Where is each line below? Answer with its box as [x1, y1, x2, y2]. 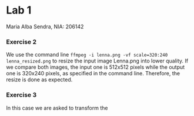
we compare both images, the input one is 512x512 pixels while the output [6, 64, 185, 71]
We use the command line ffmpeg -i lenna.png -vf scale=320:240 [6, 51, 168, 58]
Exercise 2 [6, 38, 37, 46]
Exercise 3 [6, 91, 37, 99]
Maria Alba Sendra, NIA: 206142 [6, 23, 84, 30]
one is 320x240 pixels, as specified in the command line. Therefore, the [6, 70, 180, 77]
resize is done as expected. [6, 76, 73, 83]
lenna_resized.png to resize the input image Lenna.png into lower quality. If [6, 57, 189, 65]
